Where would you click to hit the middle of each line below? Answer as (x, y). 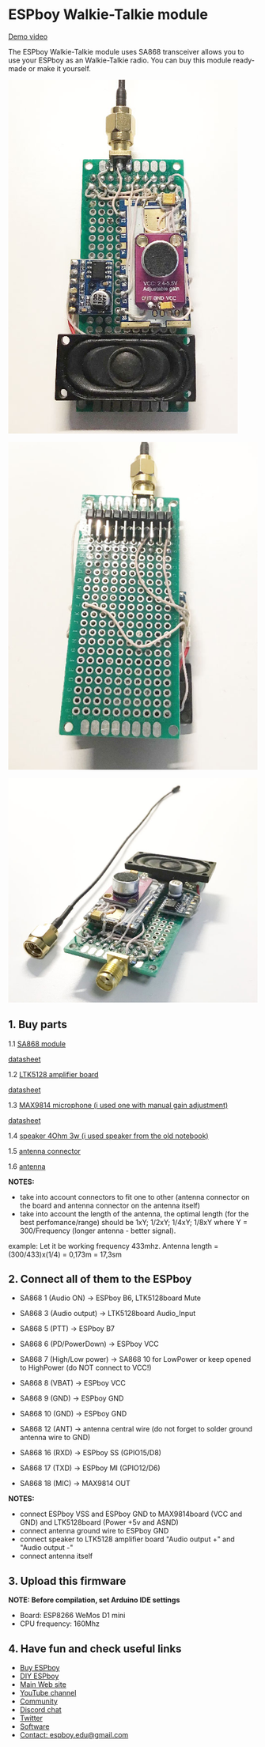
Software (34, 1726)
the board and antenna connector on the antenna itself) (110, 1205)
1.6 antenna (27, 1166)
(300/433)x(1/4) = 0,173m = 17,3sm (65, 1254)
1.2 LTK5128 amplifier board (53, 1074)
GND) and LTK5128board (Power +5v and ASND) (99, 1522)
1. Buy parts (38, 1025)
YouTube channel (48, 1693)
